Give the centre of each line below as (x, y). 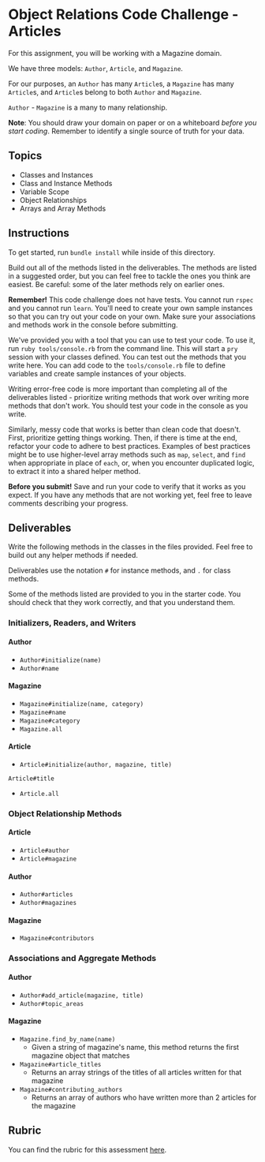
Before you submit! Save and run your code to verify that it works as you (127, 486)
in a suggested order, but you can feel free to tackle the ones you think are (129, 276)
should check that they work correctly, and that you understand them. (121, 603)
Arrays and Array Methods (63, 208)
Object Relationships (53, 200)
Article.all (39, 794)
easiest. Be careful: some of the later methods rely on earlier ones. (116, 284)
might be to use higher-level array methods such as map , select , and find (127, 454)
